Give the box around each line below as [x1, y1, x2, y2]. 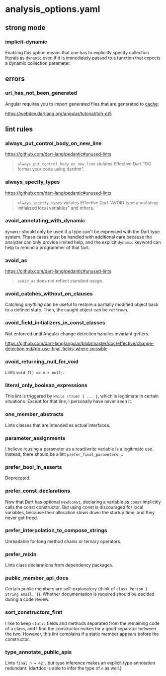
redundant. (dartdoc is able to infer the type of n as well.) [5, 665, 122, 671]
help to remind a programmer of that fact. [5, 244, 90, 250]
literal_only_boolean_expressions [5, 382, 88, 389]
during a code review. [5, 596, 50, 602]
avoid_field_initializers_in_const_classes [5, 319, 105, 326]
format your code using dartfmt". [17, 166, 85, 172]
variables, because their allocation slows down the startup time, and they [5, 509, 155, 515]
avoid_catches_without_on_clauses [5, 290, 93, 297]
